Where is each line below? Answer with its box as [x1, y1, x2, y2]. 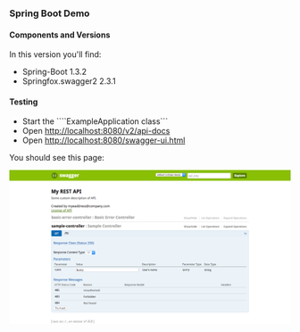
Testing [9, 96, 38, 107]
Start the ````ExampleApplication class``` [21, 116, 168, 127]
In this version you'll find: [9, 49, 102, 60]
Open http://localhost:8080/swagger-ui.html [21, 135, 186, 145]
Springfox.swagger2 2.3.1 [21, 76, 116, 87]
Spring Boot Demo [9, 7, 90, 20]
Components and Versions [9, 29, 111, 40]
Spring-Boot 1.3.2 [21, 66, 87, 78]
